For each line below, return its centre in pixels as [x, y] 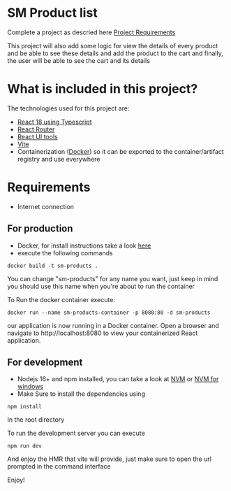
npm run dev [24, 446]
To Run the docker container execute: [61, 299]
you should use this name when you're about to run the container [101, 286]
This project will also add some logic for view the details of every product [113, 45]
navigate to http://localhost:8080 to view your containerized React [103, 333]
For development [45, 363]
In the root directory [36, 420]
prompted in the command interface [59, 467]
